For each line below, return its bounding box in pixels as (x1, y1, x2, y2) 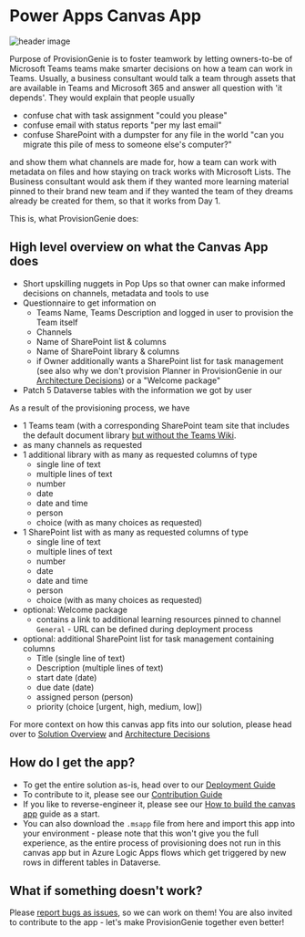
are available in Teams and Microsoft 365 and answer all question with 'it (9, 82, 283, 93)
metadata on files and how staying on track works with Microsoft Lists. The (9, 166, 291, 177)
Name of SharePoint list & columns (36, 336, 167, 347)
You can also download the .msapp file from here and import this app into (22, 817, 296, 828)
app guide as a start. (22, 808, 100, 819)
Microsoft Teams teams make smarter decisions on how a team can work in (9, 63, 293, 74)
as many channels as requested (22, 439, 143, 450)
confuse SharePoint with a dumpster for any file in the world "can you (22, 129, 285, 140)
